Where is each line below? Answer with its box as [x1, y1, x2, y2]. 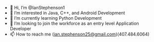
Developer [9, 26, 31, 32]
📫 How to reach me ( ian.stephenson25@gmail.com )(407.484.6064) [9, 31, 150, 37]
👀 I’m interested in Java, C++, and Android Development [9, 10, 125, 16]
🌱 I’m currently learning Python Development [9, 15, 102, 21]
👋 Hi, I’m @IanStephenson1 [9, 5, 65, 10]
